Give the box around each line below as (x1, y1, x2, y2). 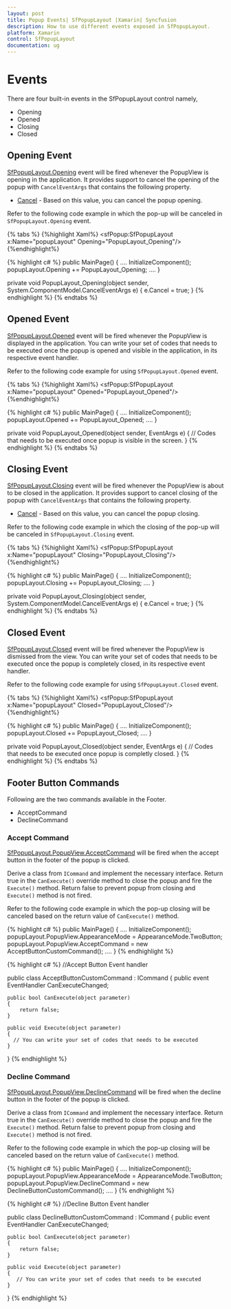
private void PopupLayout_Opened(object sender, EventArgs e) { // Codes (7, 428, 217, 437)
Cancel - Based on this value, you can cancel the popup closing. (16, 510, 200, 518)
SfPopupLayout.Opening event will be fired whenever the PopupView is (7, 168, 209, 176)
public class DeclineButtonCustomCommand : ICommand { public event (7, 1213, 210, 1221)
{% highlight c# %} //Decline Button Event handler (7, 1200, 150, 1208)
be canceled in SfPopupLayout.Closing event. (7, 530, 135, 538)
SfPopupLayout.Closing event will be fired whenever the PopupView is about (7, 481, 224, 490)
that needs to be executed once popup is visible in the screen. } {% (7, 436, 198, 444)
